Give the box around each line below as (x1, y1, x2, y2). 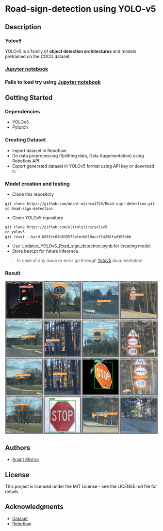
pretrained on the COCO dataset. (5, 53, 71, 59)
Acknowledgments (5, 503, 64, 511)
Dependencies (5, 108, 40, 115)
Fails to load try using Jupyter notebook (5, 79, 101, 86)
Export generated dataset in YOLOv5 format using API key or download (12, 163, 154, 169)
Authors (5, 444, 31, 452)
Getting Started (5, 94, 53, 102)
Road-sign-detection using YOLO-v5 (5, 3, 156, 15)
